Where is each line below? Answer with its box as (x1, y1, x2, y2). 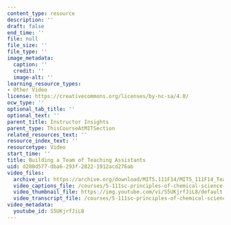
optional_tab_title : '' (7, 106, 76, 113)
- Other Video (7, 86, 48, 93)
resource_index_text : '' (7, 138, 78, 145)
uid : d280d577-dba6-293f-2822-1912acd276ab (7, 163, 134, 170)
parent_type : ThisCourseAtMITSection (7, 125, 115, 132)
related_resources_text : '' (7, 131, 88, 138)
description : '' (7, 16, 54, 23)
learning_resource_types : (7, 80, 81, 87)
